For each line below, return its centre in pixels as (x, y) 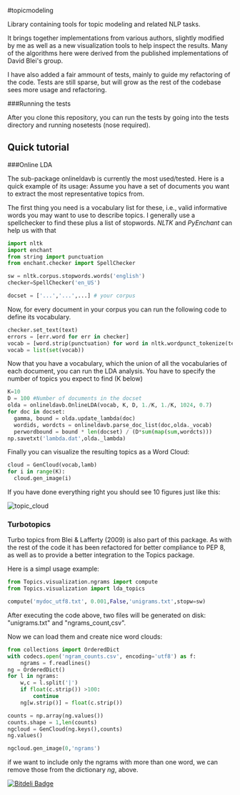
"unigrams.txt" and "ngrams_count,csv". (67, 622)
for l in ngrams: (33, 676)
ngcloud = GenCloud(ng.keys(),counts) (65, 729)
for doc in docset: (36, 412)
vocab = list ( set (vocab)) (46, 350)
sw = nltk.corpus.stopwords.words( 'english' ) (76, 276)
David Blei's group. (35, 61)
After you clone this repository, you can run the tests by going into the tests (118, 117)
